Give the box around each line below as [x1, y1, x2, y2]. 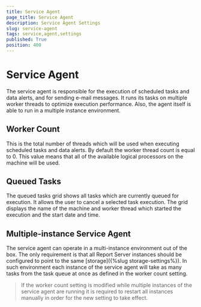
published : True [6, 37, 47, 42]
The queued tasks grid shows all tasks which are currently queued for [6, 192, 179, 199]
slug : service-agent [6, 25, 58, 32]
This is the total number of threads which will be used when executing [6, 140, 180, 147]
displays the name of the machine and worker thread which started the [6, 205, 182, 212]
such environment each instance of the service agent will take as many [6, 264, 182, 271]
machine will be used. [6, 159, 60, 166]
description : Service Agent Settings [6, 20, 101, 26]
